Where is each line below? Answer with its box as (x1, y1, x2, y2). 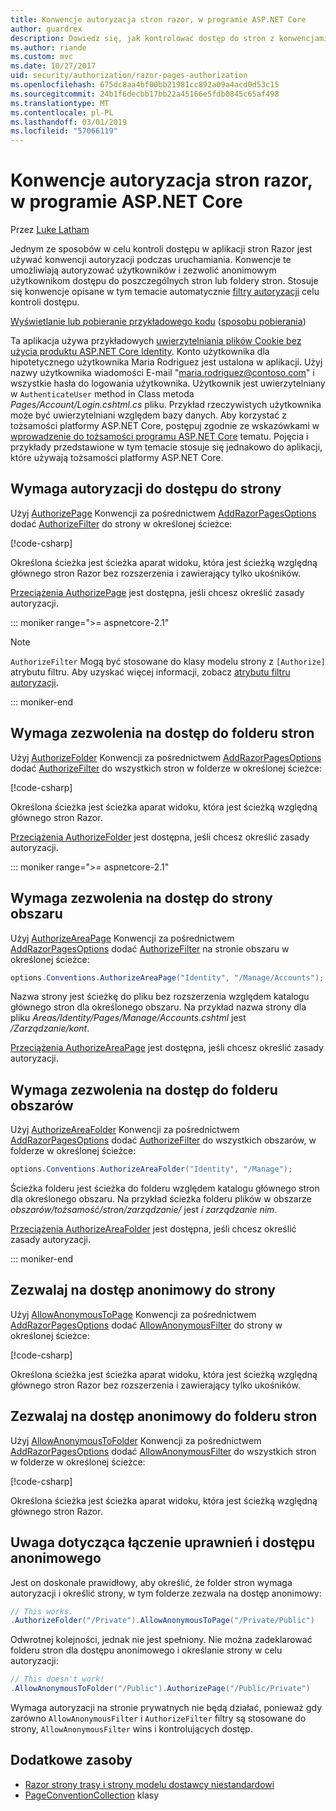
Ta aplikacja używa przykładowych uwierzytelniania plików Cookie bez (10, 335, 302, 347)
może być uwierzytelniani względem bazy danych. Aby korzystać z (10, 409, 287, 421)
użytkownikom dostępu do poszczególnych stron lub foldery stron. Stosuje (10, 275, 319, 287)
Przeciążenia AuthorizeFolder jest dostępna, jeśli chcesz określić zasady (10, 831, 310, 843)
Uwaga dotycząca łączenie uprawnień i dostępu (10, 1534, 316, 1551)
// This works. (10, 1606, 74, 1616)
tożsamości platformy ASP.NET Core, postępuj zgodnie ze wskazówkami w (10, 420, 320, 432)
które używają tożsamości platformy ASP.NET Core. (10, 452, 224, 464)
